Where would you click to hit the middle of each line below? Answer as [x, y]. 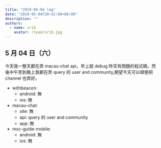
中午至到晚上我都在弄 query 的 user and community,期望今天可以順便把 [81, 72]
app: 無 [27, 123]
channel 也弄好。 [23, 78]
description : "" [22, 19]
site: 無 [26, 111]
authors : [14, 23]
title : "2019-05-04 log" [30, 10]
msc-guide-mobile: [32, 129]
